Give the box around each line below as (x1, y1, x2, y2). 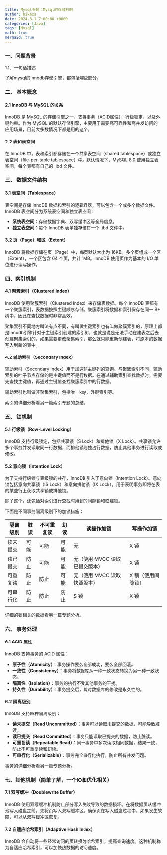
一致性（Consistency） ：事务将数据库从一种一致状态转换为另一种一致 (12, 667, 155, 673)
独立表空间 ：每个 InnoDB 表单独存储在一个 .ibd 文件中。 (12, 224, 128, 231)
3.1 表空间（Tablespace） (5, 190, 59, 196)
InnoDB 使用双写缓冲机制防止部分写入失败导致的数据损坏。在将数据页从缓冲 (5, 801, 161, 807)
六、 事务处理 (5, 626, 37, 633)
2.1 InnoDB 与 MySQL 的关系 (5, 102, 64, 108)
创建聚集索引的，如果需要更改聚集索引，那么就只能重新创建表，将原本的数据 (5, 336, 162, 342)
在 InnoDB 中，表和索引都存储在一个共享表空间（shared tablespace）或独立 (5, 150, 161, 156)
